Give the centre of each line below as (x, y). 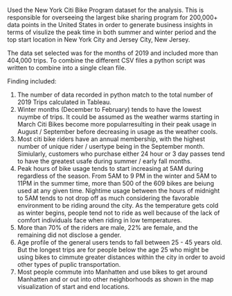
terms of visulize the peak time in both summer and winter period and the (112, 32)
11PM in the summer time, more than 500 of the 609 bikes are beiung (116, 183)
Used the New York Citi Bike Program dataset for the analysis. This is (106, 10)
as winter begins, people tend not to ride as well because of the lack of (118, 213)
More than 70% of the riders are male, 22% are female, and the (108, 228)
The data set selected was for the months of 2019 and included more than (113, 53)
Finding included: (32, 81)
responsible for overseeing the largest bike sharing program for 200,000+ (113, 17)
